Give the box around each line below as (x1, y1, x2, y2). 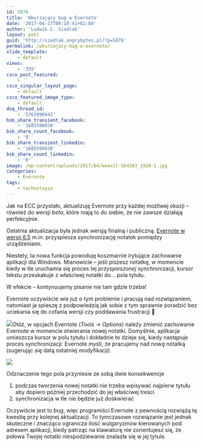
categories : (6, 168, 37, 174)
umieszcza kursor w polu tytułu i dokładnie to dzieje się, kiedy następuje (6, 333, 188, 341)
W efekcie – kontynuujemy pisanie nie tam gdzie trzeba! (6, 283, 147, 291)
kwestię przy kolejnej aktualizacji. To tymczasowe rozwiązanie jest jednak (6, 413, 192, 420)
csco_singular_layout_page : (6, 83, 78, 89)
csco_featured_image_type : (6, 94, 75, 100)
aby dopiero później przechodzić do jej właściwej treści (15, 388, 155, 395)
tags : (6, 180, 20, 186)
